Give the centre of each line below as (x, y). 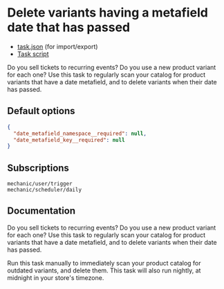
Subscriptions (38, 168)
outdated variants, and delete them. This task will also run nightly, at (104, 270)
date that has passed (68, 27)
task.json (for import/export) (57, 46)
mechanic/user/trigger (40, 184)
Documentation (41, 211)
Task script (33, 54)
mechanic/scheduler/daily (44, 190)
